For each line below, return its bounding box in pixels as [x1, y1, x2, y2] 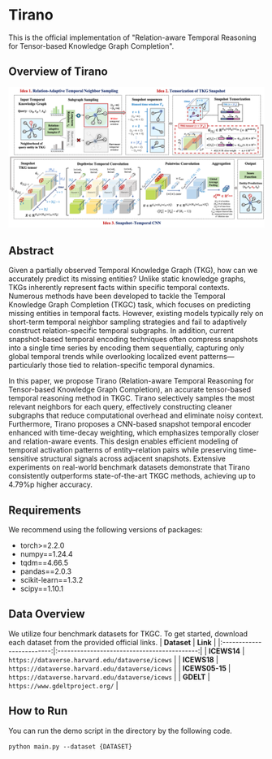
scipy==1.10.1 [19, 583, 63, 593]
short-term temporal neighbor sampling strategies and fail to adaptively [8, 317, 248, 327]
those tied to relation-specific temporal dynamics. [48, 360, 215, 371]
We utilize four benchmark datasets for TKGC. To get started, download [8, 628, 248, 639]
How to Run [8, 705, 68, 718]
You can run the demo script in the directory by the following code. [8, 726, 233, 735]
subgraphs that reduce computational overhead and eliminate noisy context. [8, 410, 264, 420]
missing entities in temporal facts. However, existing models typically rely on [8, 309, 264, 319]
